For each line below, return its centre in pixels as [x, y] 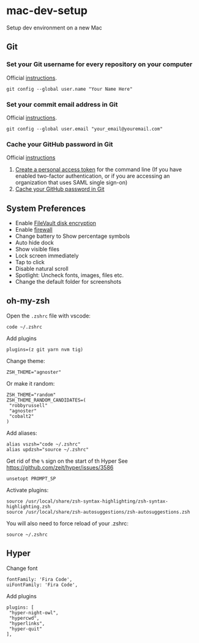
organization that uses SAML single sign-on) [71, 183]
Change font [22, 568]
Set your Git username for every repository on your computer [99, 64]
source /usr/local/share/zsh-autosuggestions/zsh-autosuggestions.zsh [98, 512]
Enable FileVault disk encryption [56, 223]
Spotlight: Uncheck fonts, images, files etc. [69, 275]
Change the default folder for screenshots [68, 282]
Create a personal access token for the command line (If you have [99, 170]
